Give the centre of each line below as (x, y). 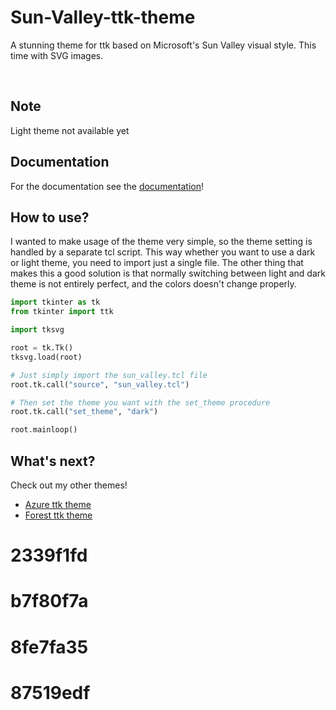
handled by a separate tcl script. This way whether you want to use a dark (163, 252)
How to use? (50, 217)
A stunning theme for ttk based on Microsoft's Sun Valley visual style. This (163, 45)
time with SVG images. (57, 55)
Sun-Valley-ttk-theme (103, 17)
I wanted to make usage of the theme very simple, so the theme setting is (161, 242)
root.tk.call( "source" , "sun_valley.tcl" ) (100, 384)
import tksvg (37, 330)
